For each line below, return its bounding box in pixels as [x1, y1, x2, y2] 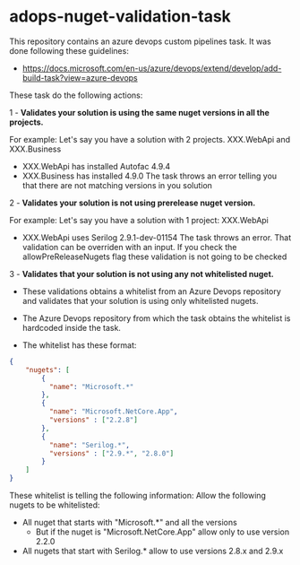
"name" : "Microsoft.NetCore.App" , [48, 407, 178, 416]
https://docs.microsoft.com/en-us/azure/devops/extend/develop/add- [21, 63, 282, 74]
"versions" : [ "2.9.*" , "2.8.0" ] [48, 448, 175, 458]
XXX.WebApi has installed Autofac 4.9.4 [21, 161, 171, 171]
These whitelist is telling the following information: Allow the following [9, 491, 267, 501]
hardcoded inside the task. [21, 322, 121, 333]
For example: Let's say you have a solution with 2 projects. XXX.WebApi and [9, 134, 291, 144]
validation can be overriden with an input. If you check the [21, 241, 237, 252]
